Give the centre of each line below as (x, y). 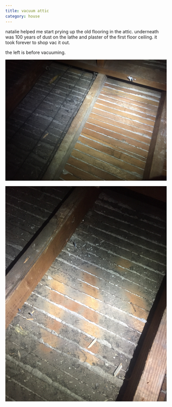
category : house (23, 16)
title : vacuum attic (27, 11)
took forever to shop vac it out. (38, 42)
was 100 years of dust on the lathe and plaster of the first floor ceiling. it (81, 37)
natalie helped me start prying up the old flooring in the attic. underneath (82, 31)
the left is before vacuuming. (36, 52)
